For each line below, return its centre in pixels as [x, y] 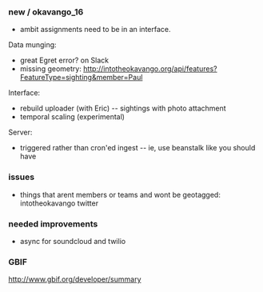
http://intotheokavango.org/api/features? [150, 69]
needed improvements [53, 224]
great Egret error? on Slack [64, 60]
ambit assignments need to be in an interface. [95, 30]
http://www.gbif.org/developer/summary [75, 279]
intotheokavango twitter [59, 203]
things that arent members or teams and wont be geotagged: [120, 194]
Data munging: [33, 45]
